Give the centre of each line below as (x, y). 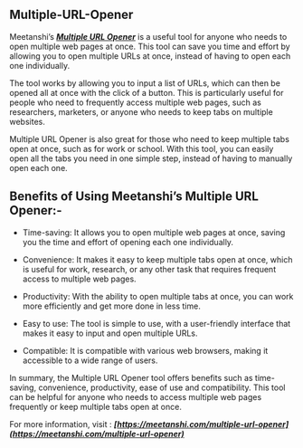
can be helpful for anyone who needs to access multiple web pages (136, 396)
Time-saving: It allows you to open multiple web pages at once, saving (154, 232)
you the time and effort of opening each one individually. (128, 242)
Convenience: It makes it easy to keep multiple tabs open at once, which (157, 259)
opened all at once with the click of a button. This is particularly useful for (147, 92)
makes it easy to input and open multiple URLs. (110, 333)
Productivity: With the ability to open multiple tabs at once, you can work (158, 296)
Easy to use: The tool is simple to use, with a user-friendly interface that (156, 323)
